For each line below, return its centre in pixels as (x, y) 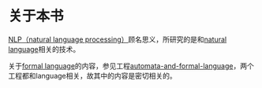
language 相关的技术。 (44, 49)
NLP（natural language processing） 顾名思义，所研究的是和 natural (118, 39)
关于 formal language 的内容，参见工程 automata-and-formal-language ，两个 (131, 66)
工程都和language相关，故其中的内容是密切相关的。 (92, 75)
